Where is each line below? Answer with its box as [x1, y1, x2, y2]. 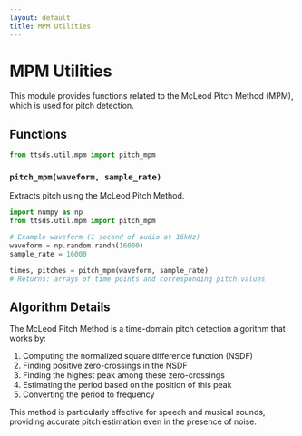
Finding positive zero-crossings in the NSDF [22, 360, 188, 372]
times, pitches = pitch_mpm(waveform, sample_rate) [9, 266, 209, 275]
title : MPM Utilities [9, 22, 92, 31]
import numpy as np [9, 208, 83, 218]
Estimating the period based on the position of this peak [22, 380, 232, 391]
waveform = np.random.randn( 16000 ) [9, 241, 144, 250]
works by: [9, 333, 47, 344]
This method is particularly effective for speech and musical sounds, [9, 407, 266, 418]
